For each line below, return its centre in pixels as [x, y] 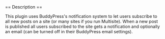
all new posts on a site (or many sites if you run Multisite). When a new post [82, 21]
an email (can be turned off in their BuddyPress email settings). [69, 32]
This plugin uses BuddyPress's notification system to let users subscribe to [81, 16]
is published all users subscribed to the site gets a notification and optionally [82, 26]
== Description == [24, 7]
